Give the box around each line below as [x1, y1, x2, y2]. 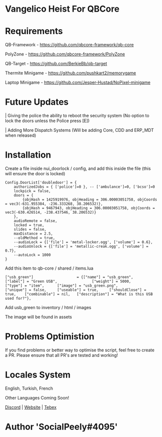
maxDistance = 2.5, [14, 231, 53, 236]
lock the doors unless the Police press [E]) [5, 118, 90, 124]
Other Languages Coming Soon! [5, 395, 69, 401]
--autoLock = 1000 [14, 253, 51, 257]
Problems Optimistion [5, 331, 95, 342]
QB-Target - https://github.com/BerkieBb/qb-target [5, 61, 108, 67]
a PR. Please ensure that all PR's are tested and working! [5, 352, 118, 358]
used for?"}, [5, 296, 32, 301]
